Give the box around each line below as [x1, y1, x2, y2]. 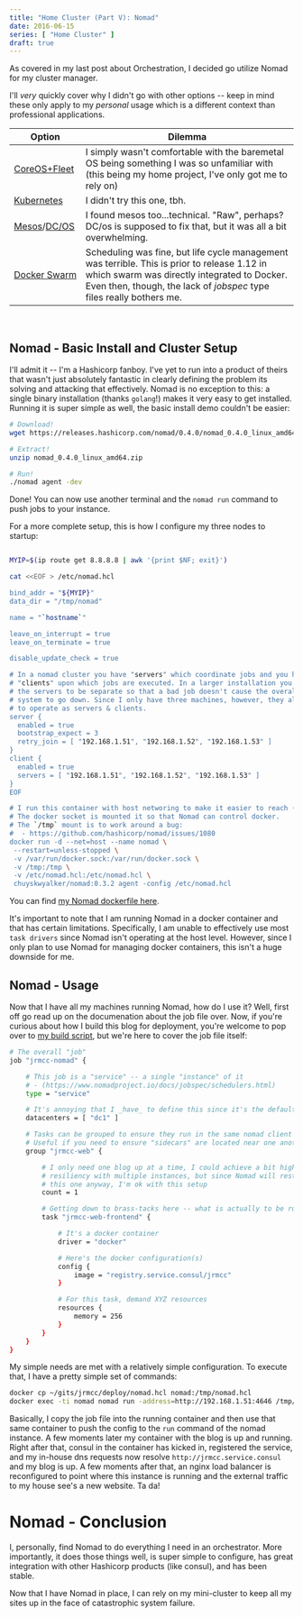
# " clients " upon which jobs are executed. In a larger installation [9, 679, 277, 688]
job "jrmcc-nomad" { [9, 1055, 87, 1064]
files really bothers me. [85, 291, 182, 304]
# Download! [9, 420, 54, 429]
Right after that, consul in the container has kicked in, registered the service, [9, 1442, 293, 1453]
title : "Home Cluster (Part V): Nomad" [9, 13, 160, 23]
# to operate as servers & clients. [9, 704, 147, 713]
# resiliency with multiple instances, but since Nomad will [41, 1171, 277, 1181]
